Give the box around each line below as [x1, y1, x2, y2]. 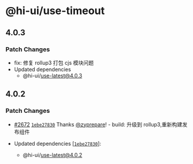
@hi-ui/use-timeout [5, 4, 105, 18]
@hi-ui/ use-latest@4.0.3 [22, 72, 83, 79]
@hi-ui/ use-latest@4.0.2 [22, 151, 83, 158]
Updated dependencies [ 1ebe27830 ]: [13, 140, 101, 147]
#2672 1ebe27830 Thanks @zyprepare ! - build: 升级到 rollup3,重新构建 [13, 121, 182, 128]
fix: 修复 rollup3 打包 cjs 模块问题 [13, 59, 94, 66]
